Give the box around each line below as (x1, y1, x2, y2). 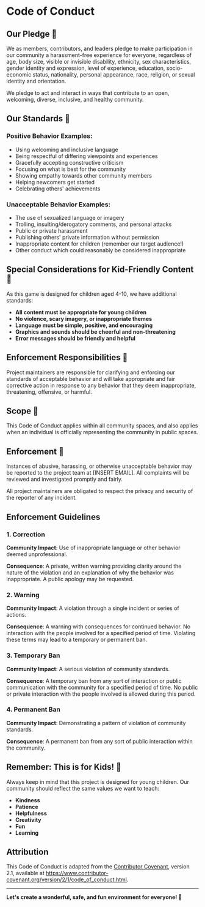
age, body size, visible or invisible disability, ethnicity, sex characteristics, (6, 58, 192, 65)
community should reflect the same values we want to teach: (6, 785, 160, 792)
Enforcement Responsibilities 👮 (6, 352, 128, 363)
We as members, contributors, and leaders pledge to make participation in (6, 45, 193, 52)
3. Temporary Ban (6, 651, 60, 660)
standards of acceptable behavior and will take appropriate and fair (6, 375, 176, 382)
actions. (6, 611, 26, 619)
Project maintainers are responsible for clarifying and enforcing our (6, 369, 175, 376)
